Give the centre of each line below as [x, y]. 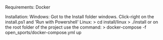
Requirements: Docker [28, 7]
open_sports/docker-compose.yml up [43, 32]
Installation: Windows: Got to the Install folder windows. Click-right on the [80, 17]
